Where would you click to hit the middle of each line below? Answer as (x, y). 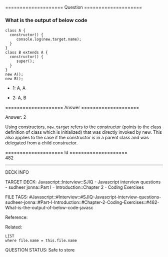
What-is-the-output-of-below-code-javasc (49, 208)
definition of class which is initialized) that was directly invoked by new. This (84, 132)
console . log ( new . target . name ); (49, 40)
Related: (14, 227)
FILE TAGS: (17, 197)
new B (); (14, 79)
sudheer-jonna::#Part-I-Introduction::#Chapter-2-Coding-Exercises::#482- (82, 202)
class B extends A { (27, 53)
